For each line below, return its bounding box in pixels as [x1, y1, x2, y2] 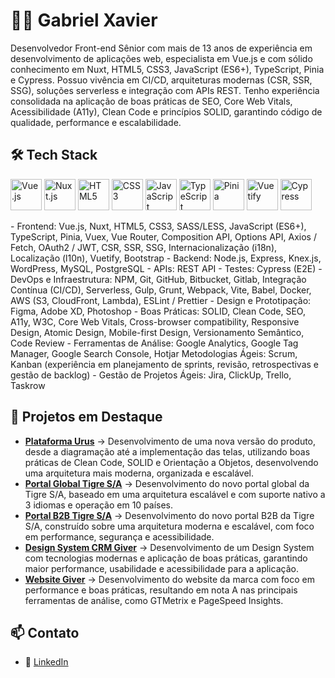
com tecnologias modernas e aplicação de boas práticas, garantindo [24, 552, 308, 564]
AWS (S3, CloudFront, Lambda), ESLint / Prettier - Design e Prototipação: [10, 294, 312, 306]
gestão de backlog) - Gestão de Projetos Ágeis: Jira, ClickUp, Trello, [10, 369, 292, 381]
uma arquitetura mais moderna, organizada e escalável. [24, 467, 255, 479]
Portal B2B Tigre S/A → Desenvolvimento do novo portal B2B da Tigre [24, 509, 315, 521]
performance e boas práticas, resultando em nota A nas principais [24, 584, 298, 596]
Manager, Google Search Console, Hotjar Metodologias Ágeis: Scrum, [10, 347, 298, 359]
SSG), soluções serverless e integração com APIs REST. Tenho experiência [10, 84, 320, 96]
